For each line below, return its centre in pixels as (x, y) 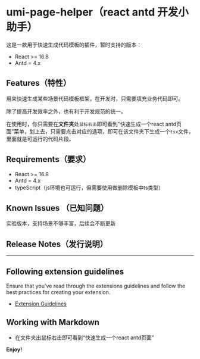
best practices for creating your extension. (58, 292)
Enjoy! (14, 349)
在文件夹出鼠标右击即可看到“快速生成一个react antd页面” (84, 338)
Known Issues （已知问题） (57, 208)
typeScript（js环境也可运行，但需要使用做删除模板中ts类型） (89, 188)
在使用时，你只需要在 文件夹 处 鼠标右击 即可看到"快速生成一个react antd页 (94, 124)
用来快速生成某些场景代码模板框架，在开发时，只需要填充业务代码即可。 (95, 98)
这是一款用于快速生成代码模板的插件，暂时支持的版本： (74, 45)
